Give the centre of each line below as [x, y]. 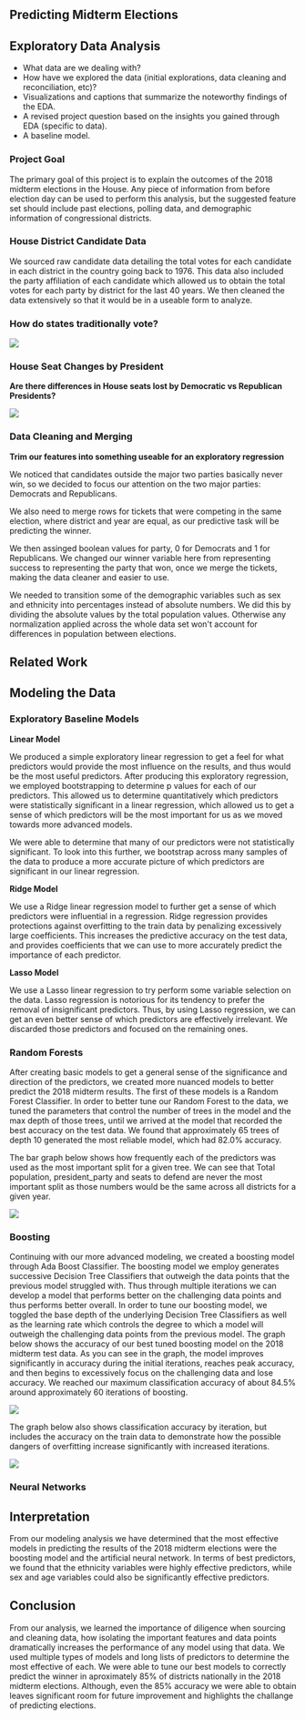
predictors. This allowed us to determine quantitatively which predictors [144, 795]
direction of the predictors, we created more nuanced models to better [142, 1082]
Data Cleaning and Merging [71, 436]
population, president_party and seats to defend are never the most [136, 1177]
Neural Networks [48, 1487]
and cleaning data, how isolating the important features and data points [143, 1637]
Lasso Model [34, 972]
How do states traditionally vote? [84, 323]
